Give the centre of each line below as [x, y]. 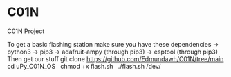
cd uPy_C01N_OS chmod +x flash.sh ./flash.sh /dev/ [84, 66]
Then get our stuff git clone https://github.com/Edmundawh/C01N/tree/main [115, 58]
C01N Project [26, 31]
